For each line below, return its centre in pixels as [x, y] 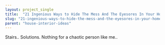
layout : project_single [29, 10]
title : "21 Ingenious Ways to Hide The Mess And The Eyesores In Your [80, 14]
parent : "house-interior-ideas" [38, 23]
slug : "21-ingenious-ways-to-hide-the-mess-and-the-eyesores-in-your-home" [84, 19]
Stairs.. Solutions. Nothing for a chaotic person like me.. [61, 37]
